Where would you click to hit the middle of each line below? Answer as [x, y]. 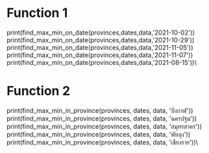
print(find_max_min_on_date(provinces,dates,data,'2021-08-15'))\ [102, 62]
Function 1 [37, 13]
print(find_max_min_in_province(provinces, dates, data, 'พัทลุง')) [99, 134]
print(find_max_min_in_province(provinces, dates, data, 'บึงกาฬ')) [100, 110]
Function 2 [38, 91]
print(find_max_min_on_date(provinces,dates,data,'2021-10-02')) [101, 32]
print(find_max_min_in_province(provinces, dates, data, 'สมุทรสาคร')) [104, 126]
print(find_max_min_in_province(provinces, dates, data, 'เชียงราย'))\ [102, 142]
